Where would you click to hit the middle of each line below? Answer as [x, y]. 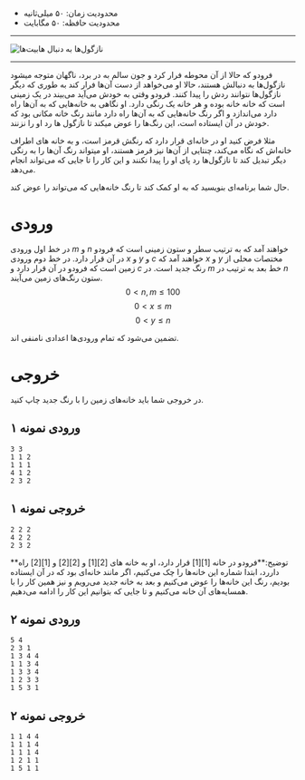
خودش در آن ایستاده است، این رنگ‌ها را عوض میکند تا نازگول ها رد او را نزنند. [140, 123]
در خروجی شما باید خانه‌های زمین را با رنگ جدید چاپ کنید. [107, 399]
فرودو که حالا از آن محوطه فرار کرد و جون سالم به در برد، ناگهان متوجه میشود [142, 75]
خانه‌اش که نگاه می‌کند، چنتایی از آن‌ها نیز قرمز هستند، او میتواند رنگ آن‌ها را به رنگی [151, 150]
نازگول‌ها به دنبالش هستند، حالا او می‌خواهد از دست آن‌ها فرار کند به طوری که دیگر [148, 84]
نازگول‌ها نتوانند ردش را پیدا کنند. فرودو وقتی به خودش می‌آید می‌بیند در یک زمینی [146, 94]
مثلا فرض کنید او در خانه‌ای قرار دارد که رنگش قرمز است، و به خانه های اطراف [143, 141]
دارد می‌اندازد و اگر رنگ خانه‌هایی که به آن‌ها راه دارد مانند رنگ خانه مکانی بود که [143, 113]
